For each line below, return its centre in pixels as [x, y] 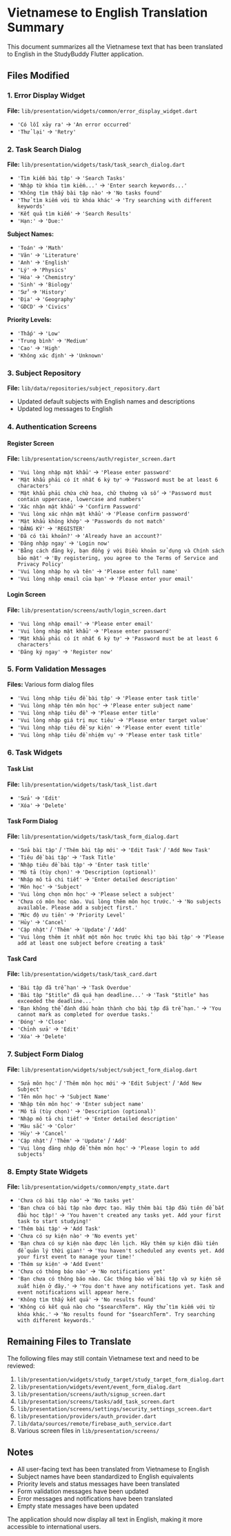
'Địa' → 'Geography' [47, 298]
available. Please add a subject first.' [77, 908]
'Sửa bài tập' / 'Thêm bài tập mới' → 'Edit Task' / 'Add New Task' [114, 850]
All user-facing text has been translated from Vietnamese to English [113, 1469]
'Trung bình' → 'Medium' [53, 340]
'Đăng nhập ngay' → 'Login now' [63, 543]
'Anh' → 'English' [43, 262]
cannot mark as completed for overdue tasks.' [85, 1015]
